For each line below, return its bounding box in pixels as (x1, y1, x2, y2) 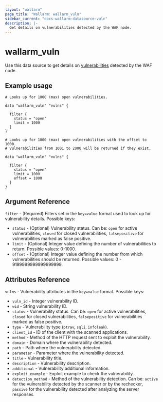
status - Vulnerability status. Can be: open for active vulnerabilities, (12, 308, 147, 314)
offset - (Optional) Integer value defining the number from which (12, 251, 143, 257)
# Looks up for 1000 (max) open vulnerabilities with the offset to (5, 137, 147, 142)
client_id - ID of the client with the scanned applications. (12, 329, 128, 335)
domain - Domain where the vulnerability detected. (12, 340, 113, 345)
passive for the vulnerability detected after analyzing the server (12, 386, 140, 392)
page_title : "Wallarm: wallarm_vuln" (5, 12, 82, 17)
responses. (12, 391, 35, 397)
